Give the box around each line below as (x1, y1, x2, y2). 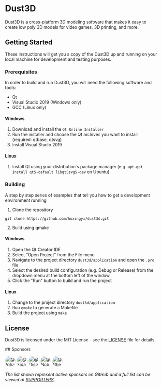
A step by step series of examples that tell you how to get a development (5, 192, 150, 198)
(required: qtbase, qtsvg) (12, 137, 62, 142)
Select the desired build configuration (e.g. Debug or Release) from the (12, 267, 154, 273)
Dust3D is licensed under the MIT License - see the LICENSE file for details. (5, 336, 156, 343)
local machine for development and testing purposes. (5, 56, 112, 62)
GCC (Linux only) (12, 105, 47, 110)
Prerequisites (5, 69, 37, 75)
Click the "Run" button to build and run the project (12, 278, 112, 283)
